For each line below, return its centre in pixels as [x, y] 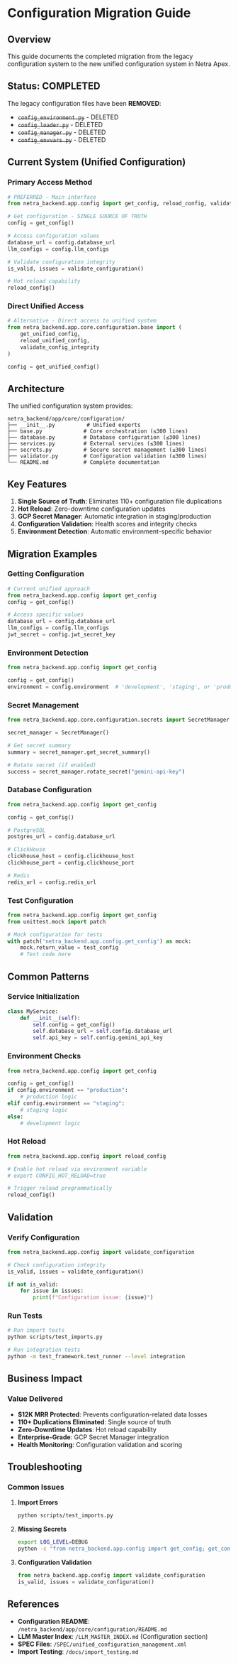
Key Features [37, 484]
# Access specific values [45, 615]
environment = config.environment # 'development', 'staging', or [109, 687]
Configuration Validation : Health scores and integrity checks [107, 524]
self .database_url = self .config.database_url [103, 1031]
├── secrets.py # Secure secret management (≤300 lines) [107, 450]
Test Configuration [40, 900]
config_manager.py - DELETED [62, 132]
